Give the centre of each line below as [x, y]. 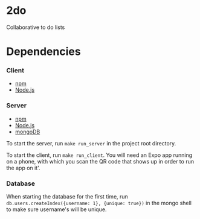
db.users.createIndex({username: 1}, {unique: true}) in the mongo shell [99, 203]
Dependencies [44, 52]
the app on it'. [23, 168]
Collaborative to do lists [36, 27]
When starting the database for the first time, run [67, 197]
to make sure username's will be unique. [56, 209]
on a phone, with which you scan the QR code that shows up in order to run [100, 161]
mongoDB [27, 132]
